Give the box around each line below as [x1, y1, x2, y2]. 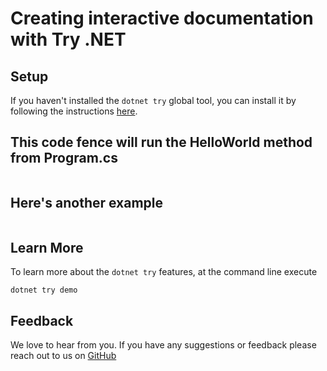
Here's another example [10, 195, 164, 212]
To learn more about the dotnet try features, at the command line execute [10, 266, 318, 278]
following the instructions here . [10, 105, 138, 117]
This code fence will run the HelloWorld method [10, 134, 313, 151]
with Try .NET [10, 28, 127, 51]
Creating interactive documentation [10, 7, 314, 30]
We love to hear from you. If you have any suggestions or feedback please [10, 339, 317, 351]
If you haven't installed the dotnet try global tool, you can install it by [10, 95, 297, 106]
